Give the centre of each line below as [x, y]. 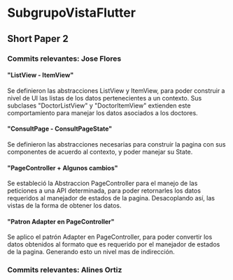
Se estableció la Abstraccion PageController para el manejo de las [103, 184]
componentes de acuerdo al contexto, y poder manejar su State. [100, 152]
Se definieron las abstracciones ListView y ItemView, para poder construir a [116, 90]
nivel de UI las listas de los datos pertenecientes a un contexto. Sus [105, 98]
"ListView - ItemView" [41, 75]
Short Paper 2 [38, 39]
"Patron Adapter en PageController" [61, 221]
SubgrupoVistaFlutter [72, 13]
